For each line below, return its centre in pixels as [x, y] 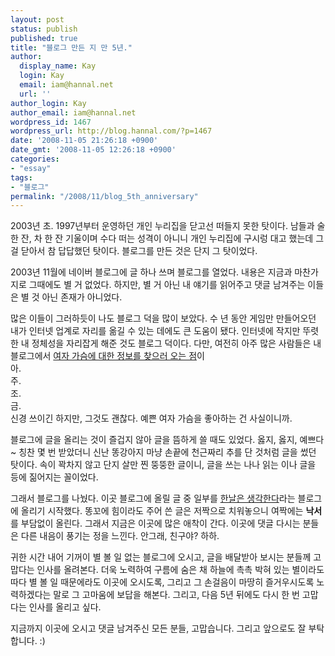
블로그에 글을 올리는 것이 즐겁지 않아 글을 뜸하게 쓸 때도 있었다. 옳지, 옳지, [154, 440]
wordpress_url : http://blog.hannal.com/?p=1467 [111, 131]
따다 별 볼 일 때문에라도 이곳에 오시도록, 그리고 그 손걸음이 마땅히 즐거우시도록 [162, 582]
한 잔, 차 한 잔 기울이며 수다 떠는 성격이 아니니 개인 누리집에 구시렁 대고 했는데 [162, 238]
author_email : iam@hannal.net [73, 112]
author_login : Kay [48, 103]
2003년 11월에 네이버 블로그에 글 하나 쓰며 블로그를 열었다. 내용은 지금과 [151, 272]
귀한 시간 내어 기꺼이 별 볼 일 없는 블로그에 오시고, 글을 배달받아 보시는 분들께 [161, 557]
